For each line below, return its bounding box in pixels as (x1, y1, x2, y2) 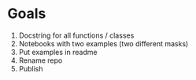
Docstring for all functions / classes (18, 31, 135, 40)
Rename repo (18, 56, 63, 65)
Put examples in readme (18, 47, 98, 56)
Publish (18, 64, 44, 73)
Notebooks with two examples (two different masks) (18, 38, 189, 48)
